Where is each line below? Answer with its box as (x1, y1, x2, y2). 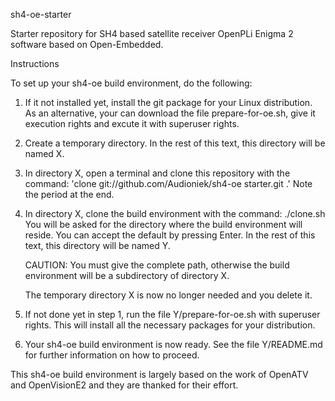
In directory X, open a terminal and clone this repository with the (24, 167, 291, 179)
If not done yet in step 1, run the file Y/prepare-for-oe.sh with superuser (24, 309, 321, 320)
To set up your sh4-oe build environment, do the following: (10, 77, 253, 89)
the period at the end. (24, 189, 115, 200)
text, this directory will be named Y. (24, 240, 171, 251)
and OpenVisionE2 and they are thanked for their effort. (10, 379, 239, 391)
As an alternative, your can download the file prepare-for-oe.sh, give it (24, 107, 316, 119)
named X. (24, 148, 65, 159)
